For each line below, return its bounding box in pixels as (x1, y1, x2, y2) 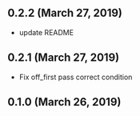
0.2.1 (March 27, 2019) (7, 51, 120, 65)
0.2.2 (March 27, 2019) (7, 6, 123, 20)
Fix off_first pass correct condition (18, 72, 133, 82)
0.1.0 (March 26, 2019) (7, 95, 122, 109)
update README (18, 27, 74, 37)
